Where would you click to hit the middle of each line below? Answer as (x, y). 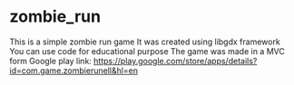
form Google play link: (51, 61)
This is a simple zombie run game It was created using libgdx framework (145, 42)
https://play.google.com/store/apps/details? (176, 61)
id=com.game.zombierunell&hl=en (74, 71)
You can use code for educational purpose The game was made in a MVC (147, 51)
